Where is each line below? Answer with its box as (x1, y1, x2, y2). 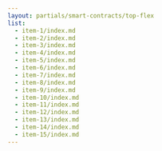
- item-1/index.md (14, 26, 77, 34)
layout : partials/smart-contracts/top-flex (7, 11, 155, 20)
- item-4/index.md (14, 49, 77, 57)
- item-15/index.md (14, 130, 80, 138)
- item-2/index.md (14, 34, 77, 42)
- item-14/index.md (14, 123, 80, 131)
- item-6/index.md (14, 64, 77, 72)
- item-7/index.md (14, 71, 77, 79)
